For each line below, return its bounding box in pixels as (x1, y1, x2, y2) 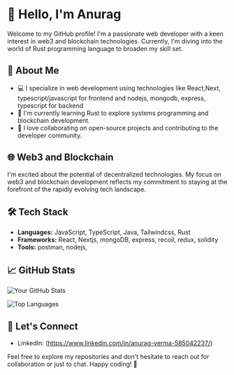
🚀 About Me (7, 64, 59, 76)
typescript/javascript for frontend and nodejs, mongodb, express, (17, 94, 206, 102)
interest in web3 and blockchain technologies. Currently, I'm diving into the (7, 36, 223, 45)
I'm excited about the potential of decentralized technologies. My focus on (7, 170, 221, 178)
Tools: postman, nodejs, (17, 243, 87, 252)
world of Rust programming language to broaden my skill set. (7, 44, 184, 53)
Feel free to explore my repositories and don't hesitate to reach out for (7, 353, 210, 360)
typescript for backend (17, 101, 84, 109)
